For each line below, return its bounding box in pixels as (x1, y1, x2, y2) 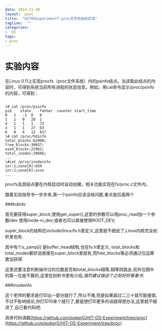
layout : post (5, 12, 34, 17)
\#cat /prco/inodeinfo (5, 159, 51, 164)
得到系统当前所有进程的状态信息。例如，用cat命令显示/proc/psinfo (21, 84, 155, 90)
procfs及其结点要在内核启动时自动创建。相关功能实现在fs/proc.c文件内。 (5, 181, 150, 187)
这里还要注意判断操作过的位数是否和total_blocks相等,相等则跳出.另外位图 (5, 266, 150, 272)
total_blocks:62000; (5, 138, 47, 143)
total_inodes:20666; (5, 151, 47, 156)
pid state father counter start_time (5, 108, 96, 113)
